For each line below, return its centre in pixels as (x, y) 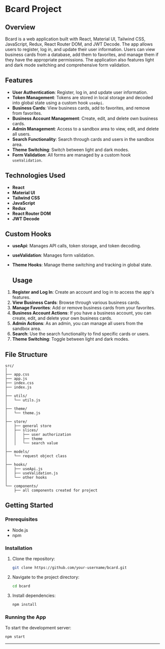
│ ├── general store (28, 426)
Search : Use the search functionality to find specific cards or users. (81, 334)
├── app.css (17, 375)
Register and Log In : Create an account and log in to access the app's (83, 292)
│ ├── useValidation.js (31, 473)
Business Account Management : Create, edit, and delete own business (85, 118)
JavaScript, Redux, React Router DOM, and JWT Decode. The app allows (79, 44)
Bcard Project (33, 9)
